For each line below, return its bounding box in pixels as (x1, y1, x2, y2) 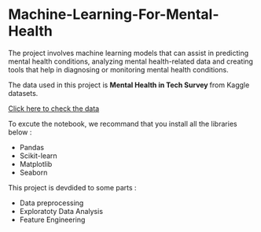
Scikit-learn (19, 151, 57, 160)
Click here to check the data (8, 104, 100, 113)
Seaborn (19, 168, 48, 177)
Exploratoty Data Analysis (19, 206, 104, 215)
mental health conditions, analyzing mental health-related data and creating (8, 57, 254, 66)
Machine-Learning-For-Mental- (8, 6, 219, 24)
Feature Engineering (19, 215, 86, 224)
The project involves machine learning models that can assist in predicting (8, 48, 249, 57)
